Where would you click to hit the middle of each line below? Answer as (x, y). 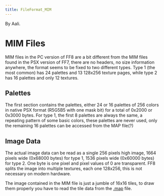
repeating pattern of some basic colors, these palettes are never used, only (81, 121)
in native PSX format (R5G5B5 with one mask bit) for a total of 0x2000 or (79, 110)
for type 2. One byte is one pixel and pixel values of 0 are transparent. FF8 (80, 163)
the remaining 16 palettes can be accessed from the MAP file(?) (69, 126)
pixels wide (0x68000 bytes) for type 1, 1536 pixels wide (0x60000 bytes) (80, 158)
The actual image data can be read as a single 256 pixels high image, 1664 (81, 153)
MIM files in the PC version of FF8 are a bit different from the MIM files (77, 57)
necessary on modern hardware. (38, 174)
